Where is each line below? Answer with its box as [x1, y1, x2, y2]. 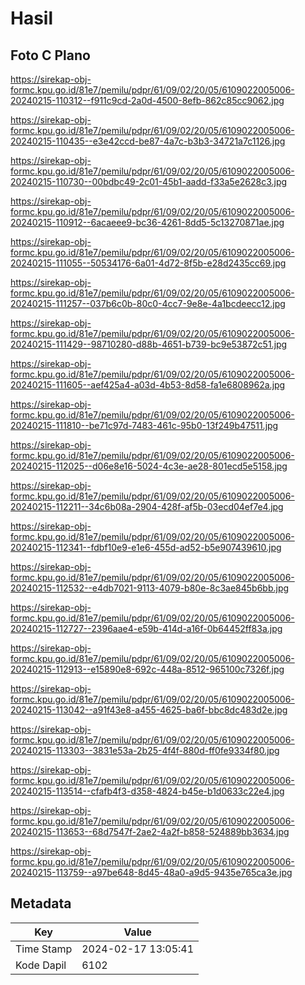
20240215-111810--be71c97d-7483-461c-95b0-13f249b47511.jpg [10, 420, 279, 431]
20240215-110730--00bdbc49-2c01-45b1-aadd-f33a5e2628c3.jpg [10, 176, 288, 187]
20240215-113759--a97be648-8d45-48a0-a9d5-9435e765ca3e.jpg [10, 867, 293, 878]
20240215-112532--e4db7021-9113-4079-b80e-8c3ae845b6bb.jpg [10, 582, 290, 594]
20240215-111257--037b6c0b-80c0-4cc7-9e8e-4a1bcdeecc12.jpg [10, 298, 286, 309]
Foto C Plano [10, 47, 91, 64]
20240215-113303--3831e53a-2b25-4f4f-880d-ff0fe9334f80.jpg [10, 745, 280, 756]
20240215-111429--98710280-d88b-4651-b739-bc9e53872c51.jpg [10, 338, 288, 350]
